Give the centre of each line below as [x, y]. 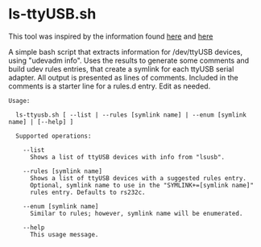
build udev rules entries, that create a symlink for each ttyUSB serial [121, 68]
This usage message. [64, 234]
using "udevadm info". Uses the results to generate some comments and [129, 60]
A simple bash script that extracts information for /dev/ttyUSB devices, [126, 51]
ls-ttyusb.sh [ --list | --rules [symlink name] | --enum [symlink [131, 115]
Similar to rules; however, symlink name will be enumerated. [136, 213]
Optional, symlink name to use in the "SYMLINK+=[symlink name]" [141, 185]
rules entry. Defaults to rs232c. [88, 192]
